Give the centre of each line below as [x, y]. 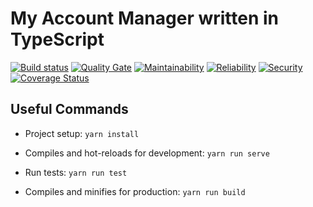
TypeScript [57, 39]
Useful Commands [69, 109]
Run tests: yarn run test [76, 172]
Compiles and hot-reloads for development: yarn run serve [147, 153]
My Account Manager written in [145, 18]
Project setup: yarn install [82, 133]
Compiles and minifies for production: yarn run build [135, 191]
